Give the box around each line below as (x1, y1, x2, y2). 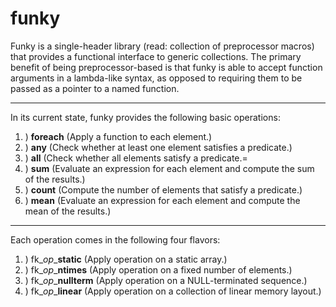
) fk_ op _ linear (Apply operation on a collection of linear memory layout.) (24, 285, 322, 297)
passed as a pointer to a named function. (10, 82, 180, 94)
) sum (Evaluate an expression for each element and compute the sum (24, 162, 315, 174)
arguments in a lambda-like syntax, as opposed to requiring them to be (10, 72, 303, 84)
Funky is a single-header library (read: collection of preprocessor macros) (10, 40, 315, 52)
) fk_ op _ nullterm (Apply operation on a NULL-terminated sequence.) (24, 274, 308, 286)
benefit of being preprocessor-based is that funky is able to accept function (10, 61, 323, 73)
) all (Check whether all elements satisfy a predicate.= (24, 152, 248, 164)
